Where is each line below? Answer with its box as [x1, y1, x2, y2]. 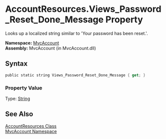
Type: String [5, 95, 30, 101]
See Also [5, 110, 33, 118]
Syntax [5, 59, 28, 68]
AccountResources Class [5, 123, 57, 129]
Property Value [5, 84, 43, 91]
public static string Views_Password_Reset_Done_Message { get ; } [5, 73, 146, 78]
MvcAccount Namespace [5, 128, 57, 134]
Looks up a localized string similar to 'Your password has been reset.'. [5, 30, 148, 36]
